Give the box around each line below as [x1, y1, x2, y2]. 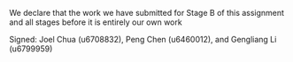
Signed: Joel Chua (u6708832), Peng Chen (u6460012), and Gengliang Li [9, 35, 277, 44]
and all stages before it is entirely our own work [9, 17, 183, 27]
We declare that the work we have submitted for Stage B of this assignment [9, 8, 285, 18]
